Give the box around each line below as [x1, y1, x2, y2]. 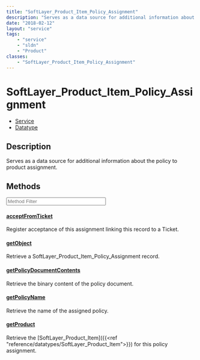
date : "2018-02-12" [6, 20, 55, 26]
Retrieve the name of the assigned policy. [6, 307, 109, 314]
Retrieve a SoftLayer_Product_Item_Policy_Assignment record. [6, 253, 160, 260]
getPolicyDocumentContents [6, 267, 81, 274]
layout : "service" [6, 25, 52, 32]
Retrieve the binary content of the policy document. [6, 280, 134, 287]
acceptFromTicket [6, 212, 53, 219]
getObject [6, 239, 32, 246]
